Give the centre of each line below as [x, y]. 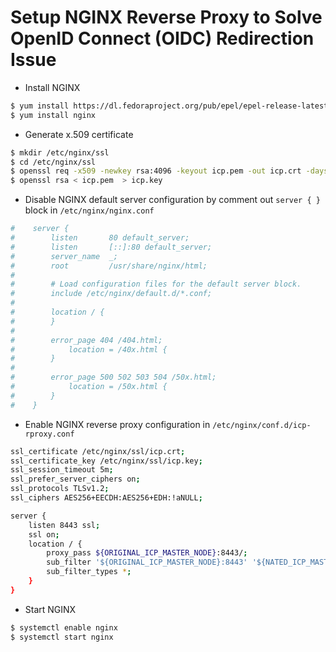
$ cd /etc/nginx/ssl [53, 162]
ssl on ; [44, 534]
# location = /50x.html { [89, 387]
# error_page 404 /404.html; [86, 340]
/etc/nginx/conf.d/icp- [262, 425]
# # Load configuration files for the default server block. [156, 284]
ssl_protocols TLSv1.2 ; [60, 489]
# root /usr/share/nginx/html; [109, 266]
